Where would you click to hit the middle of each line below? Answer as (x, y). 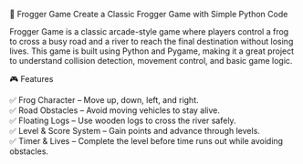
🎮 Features (31, 79)
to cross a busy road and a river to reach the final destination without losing (151, 41)
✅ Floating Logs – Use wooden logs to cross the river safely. (123, 120)
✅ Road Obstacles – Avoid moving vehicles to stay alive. (115, 110)
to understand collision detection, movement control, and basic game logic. (151, 61)
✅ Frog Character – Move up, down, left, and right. (104, 100)
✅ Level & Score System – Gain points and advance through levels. (135, 131)
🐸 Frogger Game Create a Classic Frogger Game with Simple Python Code (149, 14)
